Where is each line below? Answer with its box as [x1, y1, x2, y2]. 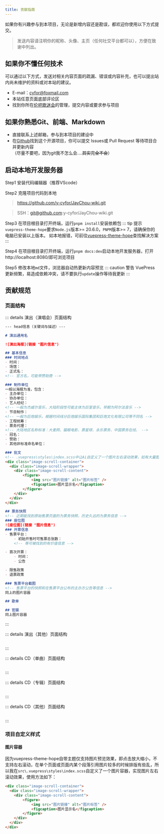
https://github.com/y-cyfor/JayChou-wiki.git [17, 200, 106, 206]
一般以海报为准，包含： [5, 387, 45, 392]
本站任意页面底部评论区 [12, 96, 60, 102]
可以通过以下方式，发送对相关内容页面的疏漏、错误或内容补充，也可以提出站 [5, 73, 159, 79]
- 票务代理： [5, 423, 28, 428]
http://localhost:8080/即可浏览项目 [5, 254, 75, 260]
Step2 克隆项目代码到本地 [5, 190, 57, 196]
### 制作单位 [5, 382, 29, 387]
